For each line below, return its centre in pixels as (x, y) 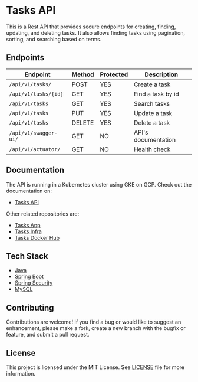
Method (83, 74)
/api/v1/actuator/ (35, 149)
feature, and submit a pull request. (48, 335)
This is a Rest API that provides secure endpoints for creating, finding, (91, 27)
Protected (114, 74)
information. (21, 373)
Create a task (152, 84)
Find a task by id (156, 94)
